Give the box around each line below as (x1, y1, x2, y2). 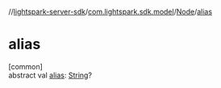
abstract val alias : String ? (8, 70, 93, 80)
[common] (8, 61, 43, 71)
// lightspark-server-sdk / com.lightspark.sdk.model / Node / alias (8, 7, 212, 16)
